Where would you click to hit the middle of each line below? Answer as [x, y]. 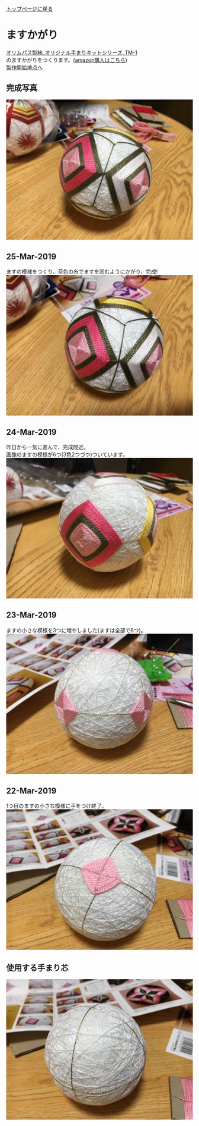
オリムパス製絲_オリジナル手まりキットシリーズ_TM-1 [72, 52]
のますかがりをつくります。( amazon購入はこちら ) [67, 60]
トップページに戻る [30, 9]
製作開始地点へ [24, 67]
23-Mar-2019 [31, 615]
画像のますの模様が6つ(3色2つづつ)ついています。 [67, 454]
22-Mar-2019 [31, 791]
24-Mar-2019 [31, 432]
